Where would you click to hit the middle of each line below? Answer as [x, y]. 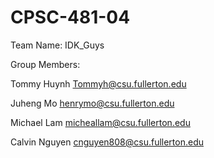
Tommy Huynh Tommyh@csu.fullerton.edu [98, 83]
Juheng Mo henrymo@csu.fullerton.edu [92, 103]
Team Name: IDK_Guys [57, 45]
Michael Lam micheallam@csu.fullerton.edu [100, 122]
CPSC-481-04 [70, 17]
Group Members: [45, 64]
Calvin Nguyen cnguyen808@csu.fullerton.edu [107, 142]
